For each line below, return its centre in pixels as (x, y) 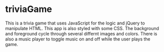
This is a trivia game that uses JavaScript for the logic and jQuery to (75, 23)
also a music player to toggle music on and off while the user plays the (78, 39)
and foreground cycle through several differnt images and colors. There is (81, 33)
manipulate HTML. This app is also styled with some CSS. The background (82, 28)
